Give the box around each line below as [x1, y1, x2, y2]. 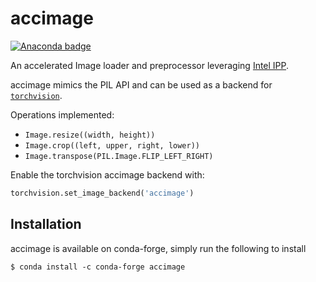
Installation [10, 216, 82, 233]
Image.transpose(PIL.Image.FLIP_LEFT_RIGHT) [24, 151, 214, 161]
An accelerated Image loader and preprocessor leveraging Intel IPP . [10, 59, 290, 71]
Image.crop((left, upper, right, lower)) [24, 140, 200, 151]
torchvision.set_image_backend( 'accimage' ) [10, 188, 195, 198]
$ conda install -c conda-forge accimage [10, 262, 186, 272]
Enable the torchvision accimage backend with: [10, 168, 205, 181]
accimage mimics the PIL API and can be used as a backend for [10, 78, 273, 91]
